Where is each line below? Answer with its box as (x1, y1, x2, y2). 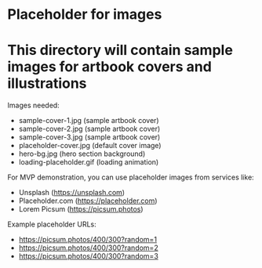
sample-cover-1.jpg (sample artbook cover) (18, 116, 159, 125)
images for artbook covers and (7, 58, 213, 76)
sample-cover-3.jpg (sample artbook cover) (18, 132, 161, 142)
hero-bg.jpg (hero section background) (18, 149, 146, 158)
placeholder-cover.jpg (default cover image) (18, 141, 162, 150)
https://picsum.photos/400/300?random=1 (18, 235, 158, 244)
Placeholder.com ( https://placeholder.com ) (18, 196, 158, 205)
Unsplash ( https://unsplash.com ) (18, 188, 126, 197)
